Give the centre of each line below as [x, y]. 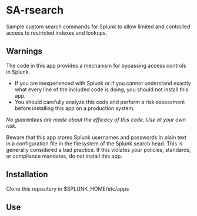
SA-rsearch [35, 10]
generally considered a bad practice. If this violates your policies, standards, [98, 149]
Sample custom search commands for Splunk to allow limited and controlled [98, 26]
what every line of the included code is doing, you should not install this [101, 89]
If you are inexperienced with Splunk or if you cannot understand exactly [103, 83]
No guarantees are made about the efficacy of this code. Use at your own [96, 119]
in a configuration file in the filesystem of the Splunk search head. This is [94, 143]
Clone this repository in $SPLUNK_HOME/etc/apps [68, 188]
